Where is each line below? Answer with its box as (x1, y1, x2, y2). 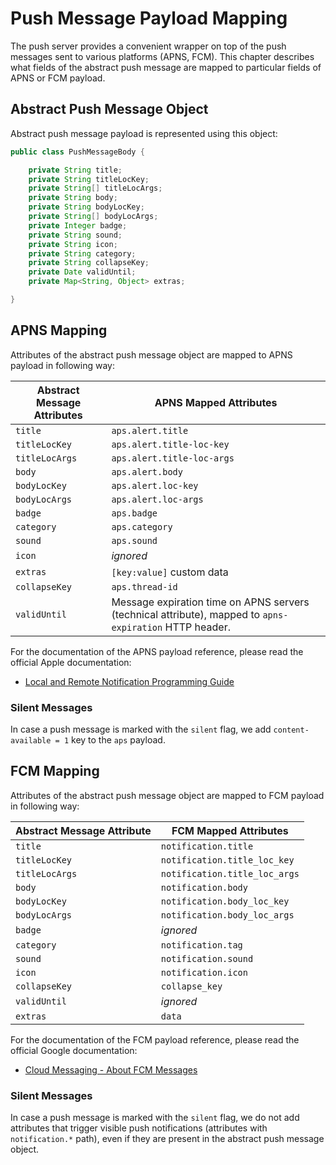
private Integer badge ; (28, 220, 128, 231)
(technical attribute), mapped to (111, 607, 261, 621)
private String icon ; (28, 239, 118, 249)
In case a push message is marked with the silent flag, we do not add (10, 1112, 300, 1124)
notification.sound (160, 953, 254, 964)
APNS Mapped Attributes (154, 395, 278, 409)
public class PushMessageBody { (10, 147, 145, 157)
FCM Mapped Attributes (171, 823, 289, 837)
